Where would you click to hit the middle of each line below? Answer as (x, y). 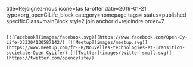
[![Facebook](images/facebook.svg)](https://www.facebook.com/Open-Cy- (97, 37)
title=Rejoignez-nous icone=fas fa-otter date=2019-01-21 (76, 9)
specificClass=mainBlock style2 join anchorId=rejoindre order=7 (85, 21)
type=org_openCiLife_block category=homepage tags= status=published (96, 15)
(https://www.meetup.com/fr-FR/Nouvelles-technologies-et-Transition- (96, 47)
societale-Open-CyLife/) (37, 53)
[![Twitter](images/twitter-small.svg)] (121, 53)
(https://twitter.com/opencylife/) (50, 58)
